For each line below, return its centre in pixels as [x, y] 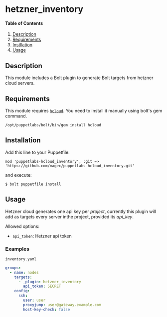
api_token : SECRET [42, 286]
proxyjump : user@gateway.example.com [62, 305]
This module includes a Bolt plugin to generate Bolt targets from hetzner [79, 78]
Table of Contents [24, 23]
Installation [23, 140]
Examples [17, 249]
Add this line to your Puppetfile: [37, 152]
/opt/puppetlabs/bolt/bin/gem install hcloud [53, 125]
